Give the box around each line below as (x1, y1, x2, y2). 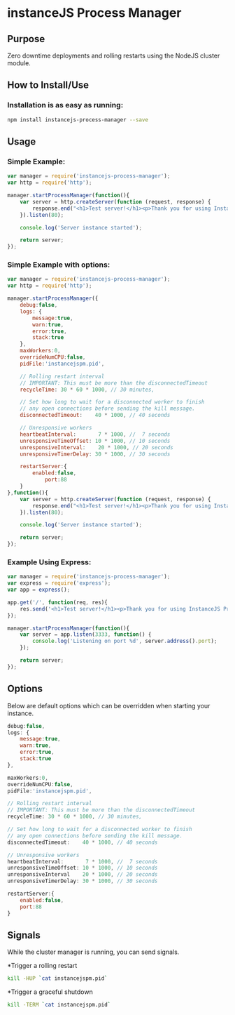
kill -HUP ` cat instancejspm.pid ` (7, 975, 108, 982)
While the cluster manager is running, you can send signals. (7, 948, 180, 956)
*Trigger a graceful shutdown (7, 988, 93, 996)
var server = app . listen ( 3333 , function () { (20, 631, 152, 638)
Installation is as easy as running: (7, 100, 124, 110)
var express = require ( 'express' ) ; (7, 580, 111, 587)
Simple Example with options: (7, 260, 111, 270)
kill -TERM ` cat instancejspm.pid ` (7, 1002, 111, 1009)
